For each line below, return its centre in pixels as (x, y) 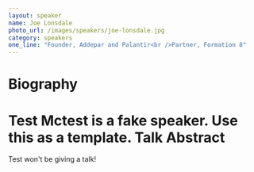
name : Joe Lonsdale (40, 23)
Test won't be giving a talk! (52, 159)
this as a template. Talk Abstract (117, 138)
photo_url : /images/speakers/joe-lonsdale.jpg (87, 30)
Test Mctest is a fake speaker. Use (123, 120)
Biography (43, 84)
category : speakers (40, 38)
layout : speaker (35, 15)
